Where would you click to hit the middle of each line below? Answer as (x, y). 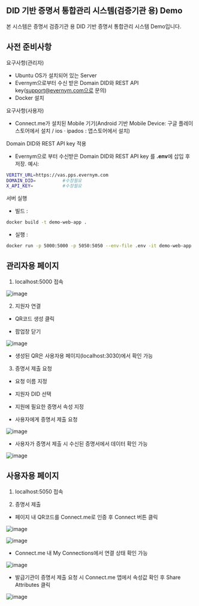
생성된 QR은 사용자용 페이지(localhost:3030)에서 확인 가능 (84, 356)
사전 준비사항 (29, 47)
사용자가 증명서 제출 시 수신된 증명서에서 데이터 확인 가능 (81, 443)
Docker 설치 (29, 98)
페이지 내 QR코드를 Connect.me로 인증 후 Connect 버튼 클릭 (86, 517)
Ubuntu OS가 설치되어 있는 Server (56, 75)
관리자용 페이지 (33, 266)
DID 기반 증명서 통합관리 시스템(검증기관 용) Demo (94, 11)
